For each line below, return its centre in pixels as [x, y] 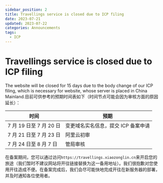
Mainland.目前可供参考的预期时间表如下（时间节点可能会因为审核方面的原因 [82, 96]
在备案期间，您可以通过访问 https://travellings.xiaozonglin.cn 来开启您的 [81, 157]
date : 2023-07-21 [23, 19]
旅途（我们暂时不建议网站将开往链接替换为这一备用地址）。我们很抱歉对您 [79, 163]
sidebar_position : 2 [26, 10]
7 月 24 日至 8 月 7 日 [32, 144]
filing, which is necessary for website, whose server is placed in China [76, 91]
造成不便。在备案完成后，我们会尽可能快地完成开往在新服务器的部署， [89, 169]
